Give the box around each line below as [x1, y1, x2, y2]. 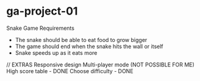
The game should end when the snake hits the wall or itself [15, 43, 163, 50]
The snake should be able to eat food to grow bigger [15, 36, 148, 43]
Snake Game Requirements [6, 24, 75, 32]
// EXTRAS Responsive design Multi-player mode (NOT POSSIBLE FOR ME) [6, 61, 195, 68]
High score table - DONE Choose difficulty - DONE [6, 67, 134, 74]
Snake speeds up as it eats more [15, 49, 98, 56]
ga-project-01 [6, 4, 78, 18]
